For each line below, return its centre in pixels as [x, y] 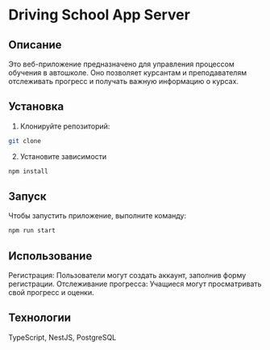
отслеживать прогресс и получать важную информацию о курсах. [124, 81]
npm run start [32, 231]
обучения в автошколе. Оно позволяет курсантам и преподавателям [128, 73]
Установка [36, 107]
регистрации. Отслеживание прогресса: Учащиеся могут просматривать [135, 284]
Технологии [39, 318]
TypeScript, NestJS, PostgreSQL [62, 337]
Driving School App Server [100, 15]
